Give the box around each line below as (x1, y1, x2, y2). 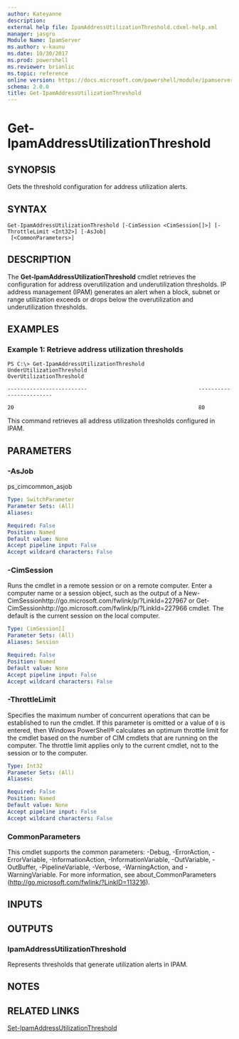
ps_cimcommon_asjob (7, 483, 73, 491)
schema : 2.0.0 (7, 83, 50, 90)
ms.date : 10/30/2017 (7, 50, 69, 58)
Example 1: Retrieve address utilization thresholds (7, 345, 184, 355)
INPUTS (7, 898, 43, 910)
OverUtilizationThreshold (7, 373, 84, 380)
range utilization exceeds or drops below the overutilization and (7, 295, 193, 303)
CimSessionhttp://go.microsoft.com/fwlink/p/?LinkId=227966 (7, 604, 188, 613)
